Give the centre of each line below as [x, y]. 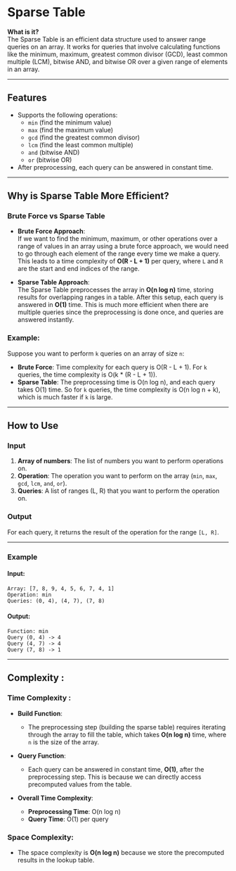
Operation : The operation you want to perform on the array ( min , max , [117, 476]
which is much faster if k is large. [65, 397]
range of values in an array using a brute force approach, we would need [123, 246]
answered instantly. [46, 320]
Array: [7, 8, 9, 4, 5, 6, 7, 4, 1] [61, 589]
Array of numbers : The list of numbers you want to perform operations [120, 461]
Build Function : [40, 713]
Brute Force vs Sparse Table [56, 216]
